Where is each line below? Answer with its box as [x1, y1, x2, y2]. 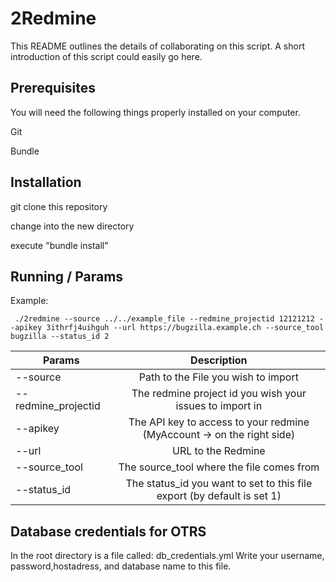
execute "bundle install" [10, 239, 109, 251]
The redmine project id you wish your [131, 387, 307, 401]
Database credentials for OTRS [10, 523, 207, 540]
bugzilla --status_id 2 [10, 332, 110, 342]
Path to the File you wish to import [138, 370, 299, 384]
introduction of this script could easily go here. [10, 50, 203, 62]
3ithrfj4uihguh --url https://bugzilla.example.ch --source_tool [46, 323, 325, 333]
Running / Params [10, 268, 124, 285]
